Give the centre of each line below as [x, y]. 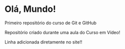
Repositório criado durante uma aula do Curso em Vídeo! [62, 32]
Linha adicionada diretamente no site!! [43, 42]
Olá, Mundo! [30, 9]
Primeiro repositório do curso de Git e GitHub [51, 23]
